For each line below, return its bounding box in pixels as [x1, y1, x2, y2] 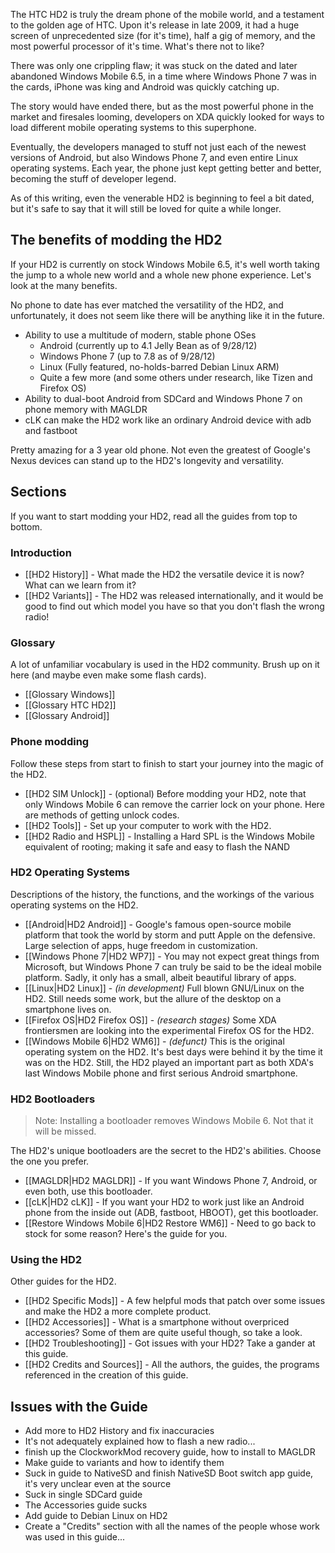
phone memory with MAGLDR [24, 403, 148, 415]
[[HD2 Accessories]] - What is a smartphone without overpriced [24, 1316, 290, 1328]
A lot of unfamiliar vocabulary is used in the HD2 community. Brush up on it [10, 659, 320, 671]
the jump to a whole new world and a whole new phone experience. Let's [10, 269, 312, 281]
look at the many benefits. [10, 279, 118, 291]
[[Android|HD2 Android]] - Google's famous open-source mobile [24, 918, 292, 930]
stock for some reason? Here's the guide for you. [24, 1228, 228, 1240]
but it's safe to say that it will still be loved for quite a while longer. [10, 203, 282, 214]
